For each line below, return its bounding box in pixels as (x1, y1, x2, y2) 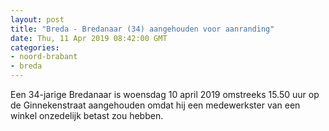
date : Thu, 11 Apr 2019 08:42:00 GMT (10, 33, 168, 43)
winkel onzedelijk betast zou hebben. (10, 110, 164, 121)
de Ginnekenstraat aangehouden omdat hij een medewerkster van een (10, 99, 301, 111)
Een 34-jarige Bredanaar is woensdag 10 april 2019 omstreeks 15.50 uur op (10, 89, 320, 100)
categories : (10, 42, 60, 53)
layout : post (10, 14, 65, 25)
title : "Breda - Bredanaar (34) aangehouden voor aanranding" (10, 24, 275, 34)
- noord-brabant (10, 52, 78, 62)
